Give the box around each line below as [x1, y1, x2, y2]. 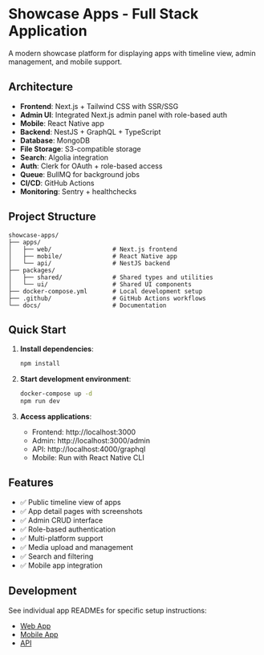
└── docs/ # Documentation [8, 301, 167, 309]
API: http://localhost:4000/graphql [31, 444, 146, 454]
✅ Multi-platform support [19, 533, 104, 543]
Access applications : [19, 412, 92, 421]
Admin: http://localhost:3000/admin [31, 436, 151, 445]
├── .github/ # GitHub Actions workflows [8, 294, 206, 302]
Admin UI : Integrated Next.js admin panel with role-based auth [19, 110, 227, 119]
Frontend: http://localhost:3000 [31, 427, 136, 437]
